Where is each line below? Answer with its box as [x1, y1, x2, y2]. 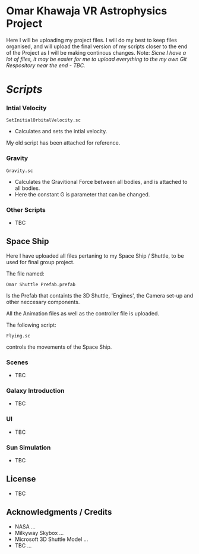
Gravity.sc [6, 168, 33, 174]
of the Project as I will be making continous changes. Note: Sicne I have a [6, 49, 187, 56]
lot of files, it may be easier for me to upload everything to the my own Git [6, 55, 187, 62]
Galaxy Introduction [6, 387, 65, 395]
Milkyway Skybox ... [14, 529, 64, 536]
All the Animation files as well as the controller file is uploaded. [6, 309, 159, 317]
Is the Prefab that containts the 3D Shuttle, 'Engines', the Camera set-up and [6, 292, 194, 299]
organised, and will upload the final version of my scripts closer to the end [6, 43, 188, 50]
